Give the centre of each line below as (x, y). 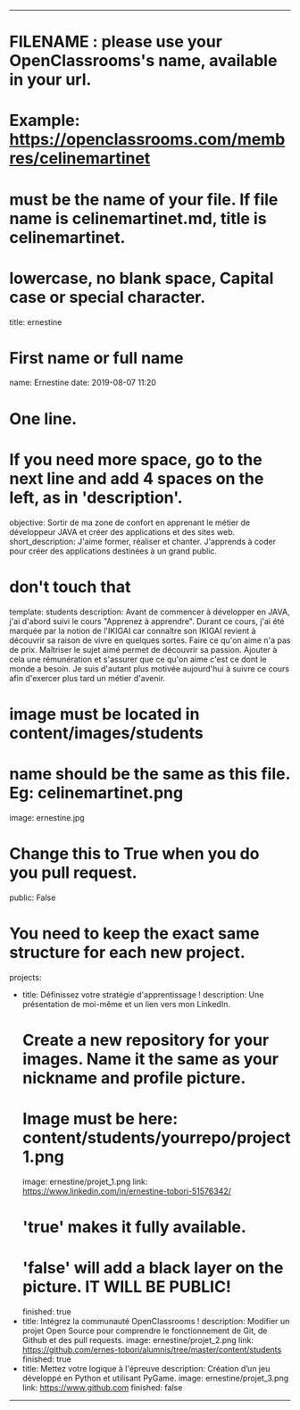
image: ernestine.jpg (47, 817)
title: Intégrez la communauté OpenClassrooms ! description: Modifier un (156, 1321)
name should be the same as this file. (150, 774)
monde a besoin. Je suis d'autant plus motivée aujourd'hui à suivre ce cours (150, 668)
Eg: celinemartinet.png (96, 793)
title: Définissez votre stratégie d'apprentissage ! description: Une (143, 994)
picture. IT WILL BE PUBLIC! (127, 1287)
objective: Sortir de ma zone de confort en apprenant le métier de (130, 522)
